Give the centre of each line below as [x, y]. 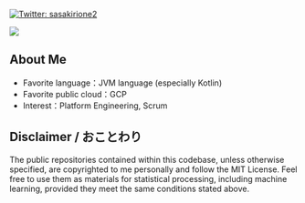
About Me [38, 60]
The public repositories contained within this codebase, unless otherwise [147, 159]
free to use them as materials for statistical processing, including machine [148, 178]
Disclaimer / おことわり [76, 137]
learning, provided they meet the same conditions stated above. [129, 188]
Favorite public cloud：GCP [75, 94]
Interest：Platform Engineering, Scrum [95, 106]
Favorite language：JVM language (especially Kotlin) [122, 83]
